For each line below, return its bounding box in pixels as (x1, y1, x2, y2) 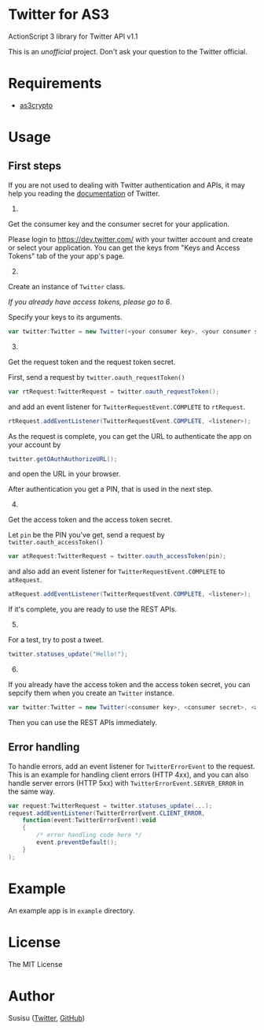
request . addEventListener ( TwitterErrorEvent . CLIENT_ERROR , (8, 809, 206, 817)
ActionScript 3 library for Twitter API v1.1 (8, 32, 138, 41)
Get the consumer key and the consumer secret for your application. (8, 219, 230, 229)
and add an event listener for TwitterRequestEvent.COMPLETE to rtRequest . (8, 402, 246, 411)
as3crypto (19, 100, 53, 110)
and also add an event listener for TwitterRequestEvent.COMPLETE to (8, 567, 225, 576)
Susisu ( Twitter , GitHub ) (8, 1013, 85, 1022)
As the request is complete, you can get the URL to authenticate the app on (8, 431, 252, 441)
